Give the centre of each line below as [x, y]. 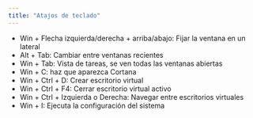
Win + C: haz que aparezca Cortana [78, 71]
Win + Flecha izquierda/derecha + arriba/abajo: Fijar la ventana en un [133, 38]
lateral [30, 46]
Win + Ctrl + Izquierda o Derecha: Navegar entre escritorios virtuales [132, 97]
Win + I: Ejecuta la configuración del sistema [92, 105]
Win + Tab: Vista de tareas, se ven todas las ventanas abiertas [121, 63]
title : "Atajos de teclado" [55, 15]
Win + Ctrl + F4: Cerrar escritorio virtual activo [95, 89]
